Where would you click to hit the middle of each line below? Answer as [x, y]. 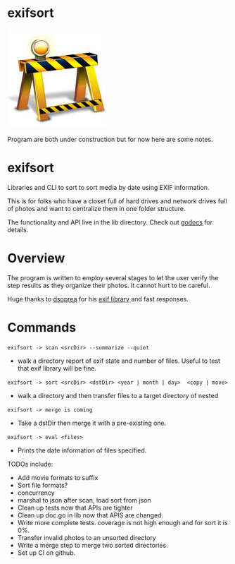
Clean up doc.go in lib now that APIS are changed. [90, 515]
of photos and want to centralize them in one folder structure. [96, 208]
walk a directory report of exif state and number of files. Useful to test [119, 361]
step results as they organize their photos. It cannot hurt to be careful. [109, 285]
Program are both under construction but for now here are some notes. [110, 139]
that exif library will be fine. [57, 368]
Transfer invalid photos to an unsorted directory [87, 537]
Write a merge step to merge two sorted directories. [93, 545]
